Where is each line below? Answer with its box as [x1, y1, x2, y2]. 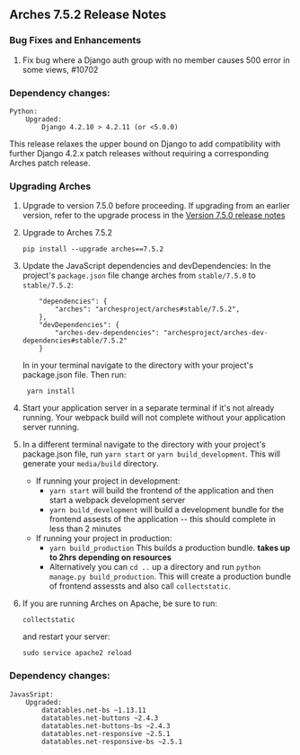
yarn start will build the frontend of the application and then [49, 485, 274, 496]
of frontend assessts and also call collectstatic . [49, 581, 231, 591]
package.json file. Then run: [22, 369, 127, 380]
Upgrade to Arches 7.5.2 [22, 227, 112, 238]
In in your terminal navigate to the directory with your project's [22, 360, 254, 371]
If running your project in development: [35, 475, 181, 486]
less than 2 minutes [49, 523, 122, 534]
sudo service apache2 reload [22, 649, 132, 658]
